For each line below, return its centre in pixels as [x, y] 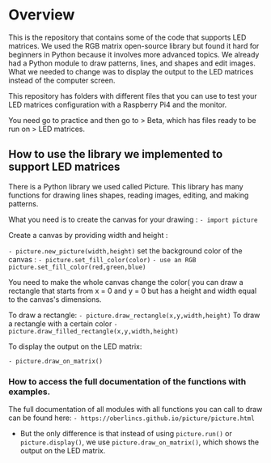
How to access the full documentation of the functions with [127, 381]
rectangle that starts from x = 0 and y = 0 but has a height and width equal [133, 291]
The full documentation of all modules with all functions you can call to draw [135, 410]
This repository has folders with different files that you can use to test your [133, 96]
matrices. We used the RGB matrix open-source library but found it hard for [134, 45]
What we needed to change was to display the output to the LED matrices [131, 71]
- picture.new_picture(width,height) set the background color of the [125, 251]
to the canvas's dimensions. [55, 299]
